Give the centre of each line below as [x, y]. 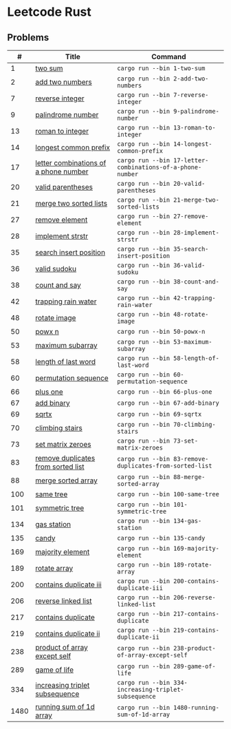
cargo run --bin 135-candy [161, 538]
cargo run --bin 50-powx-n [161, 331]
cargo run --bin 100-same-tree [168, 494]
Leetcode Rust [49, 12]
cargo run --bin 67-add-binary [168, 403]
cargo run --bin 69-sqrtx [159, 414]
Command [168, 57]
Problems [28, 38]
